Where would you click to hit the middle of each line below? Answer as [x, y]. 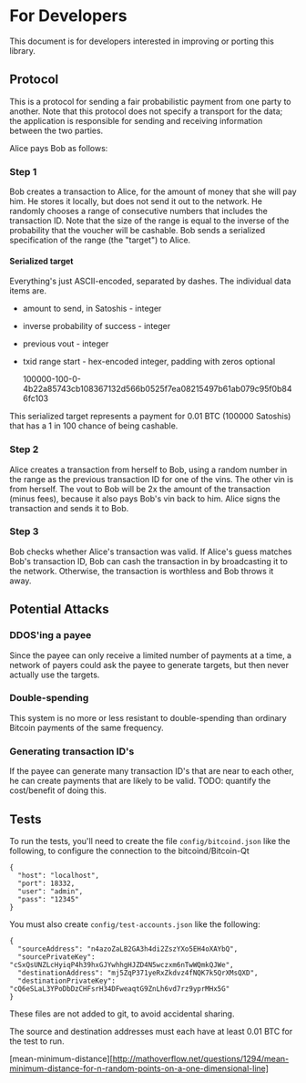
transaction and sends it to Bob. [69, 508]
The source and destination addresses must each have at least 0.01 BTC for [151, 1031]
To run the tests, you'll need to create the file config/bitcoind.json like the [150, 841]
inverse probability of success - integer [97, 326]
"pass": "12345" [48, 899]
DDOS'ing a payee [51, 635]
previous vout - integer [66, 344]
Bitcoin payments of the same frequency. [87, 727]
